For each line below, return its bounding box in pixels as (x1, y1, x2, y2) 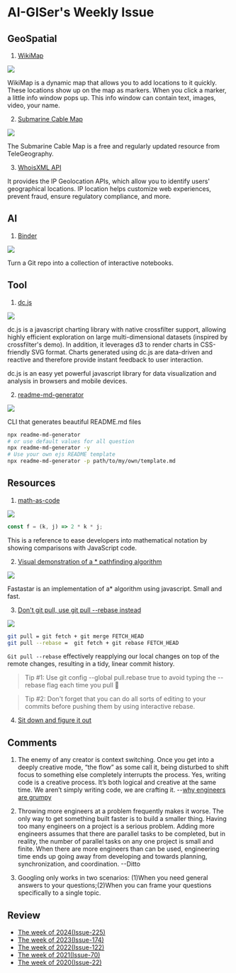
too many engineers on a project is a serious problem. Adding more (17, 822, 215, 831)
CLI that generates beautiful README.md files (7, 417, 142, 426)
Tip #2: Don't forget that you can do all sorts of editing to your (24, 695, 206, 703)
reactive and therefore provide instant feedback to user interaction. (7, 355, 203, 364)
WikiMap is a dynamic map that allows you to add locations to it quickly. (7, 79, 218, 87)
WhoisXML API (17, 163, 62, 171)
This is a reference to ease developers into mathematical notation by (7, 536, 208, 544)
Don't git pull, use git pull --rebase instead (17, 605, 142, 614)
